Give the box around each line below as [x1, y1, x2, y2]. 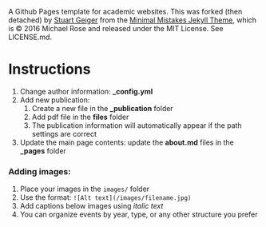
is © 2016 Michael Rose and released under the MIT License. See [8, 24, 224, 33]
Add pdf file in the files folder [31, 112, 129, 121]
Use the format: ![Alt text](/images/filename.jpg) [19, 193, 192, 202]
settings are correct [31, 129, 97, 138]
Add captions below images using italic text [19, 201, 164, 211]
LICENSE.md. [8, 32, 53, 42]
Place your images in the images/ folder [19, 184, 150, 194]
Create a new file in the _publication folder [31, 103, 173, 113]
